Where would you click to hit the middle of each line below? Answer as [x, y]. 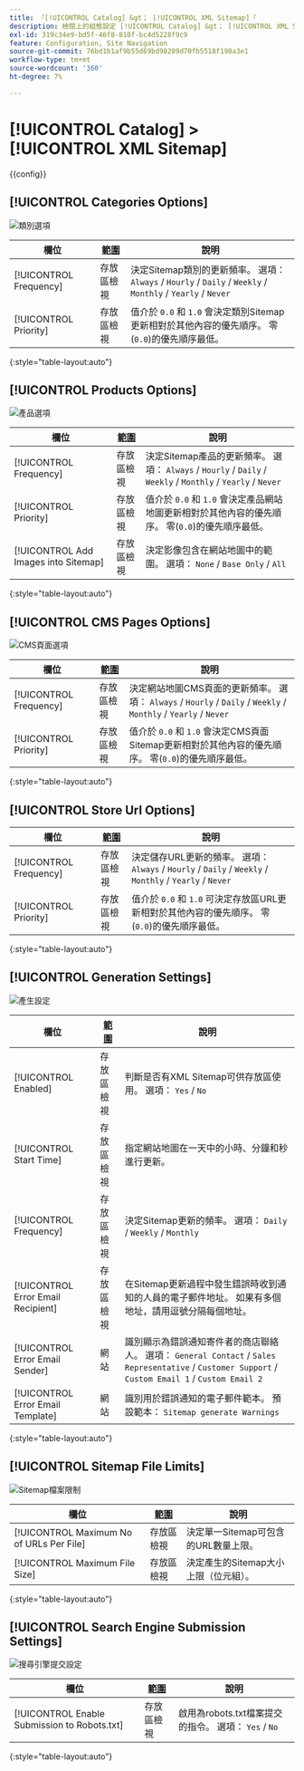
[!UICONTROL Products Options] [103, 390]
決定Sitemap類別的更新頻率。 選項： [208, 270]
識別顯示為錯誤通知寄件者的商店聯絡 [202, 1342]
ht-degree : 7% [36, 77]
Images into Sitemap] [59, 563]
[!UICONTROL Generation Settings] [110, 978]
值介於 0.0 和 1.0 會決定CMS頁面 [199, 732]
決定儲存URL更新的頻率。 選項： [200, 857]
